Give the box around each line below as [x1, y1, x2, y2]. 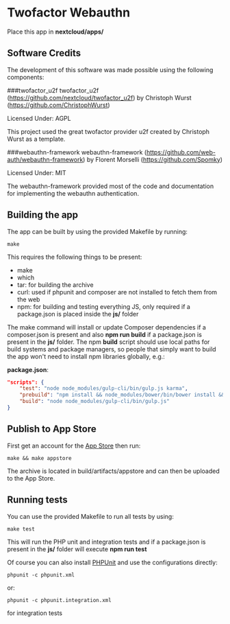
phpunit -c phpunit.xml [7, 571, 75, 578]
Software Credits [7, 47, 81, 59]
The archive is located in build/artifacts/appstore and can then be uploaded [7, 467, 220, 475]
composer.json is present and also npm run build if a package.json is [7, 330, 202, 338]
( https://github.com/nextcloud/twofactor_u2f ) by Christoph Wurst [7, 93, 192, 102]
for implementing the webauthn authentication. [7, 189, 139, 197]
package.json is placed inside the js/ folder [16, 310, 139, 318]
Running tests [7, 494, 68, 506]
